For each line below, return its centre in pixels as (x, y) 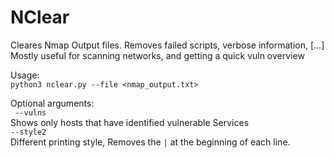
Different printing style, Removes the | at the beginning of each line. (150, 142)
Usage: (25, 75)
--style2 (28, 132)
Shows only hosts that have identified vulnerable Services (130, 122)
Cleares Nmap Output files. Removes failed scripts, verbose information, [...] (167, 45)
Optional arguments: (52, 103)
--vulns (30, 112)
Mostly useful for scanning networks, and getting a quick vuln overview (157, 55)
